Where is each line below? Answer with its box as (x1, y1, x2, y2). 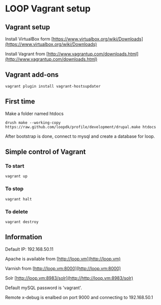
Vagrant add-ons (5, 71, 59, 79)
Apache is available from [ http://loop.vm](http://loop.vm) (5, 256, 121, 262)
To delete (5, 208, 28, 215)
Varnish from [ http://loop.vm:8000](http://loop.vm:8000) (5, 265, 121, 271)
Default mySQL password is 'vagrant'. (5, 285, 82, 291)
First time (5, 98, 36, 106)
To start (5, 162, 25, 169)
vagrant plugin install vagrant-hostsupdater (5, 84, 101, 89)
